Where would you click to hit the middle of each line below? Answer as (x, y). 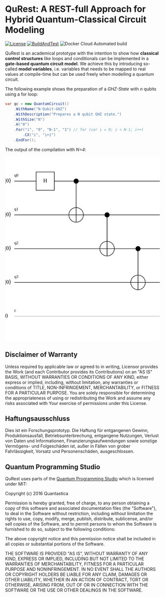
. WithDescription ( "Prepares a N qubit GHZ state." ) (68, 114)
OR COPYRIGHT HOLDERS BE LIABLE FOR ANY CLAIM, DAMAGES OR (76, 574)
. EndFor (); (25, 140)
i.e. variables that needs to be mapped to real (100, 69)
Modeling (25, 30)
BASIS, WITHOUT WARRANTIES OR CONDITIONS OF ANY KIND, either (77, 377)
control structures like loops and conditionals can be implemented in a (77, 58)
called (11, 69)
